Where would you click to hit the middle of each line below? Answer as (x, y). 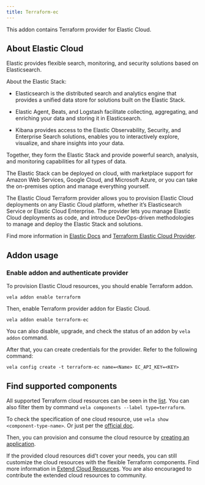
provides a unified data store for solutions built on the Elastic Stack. (100, 100)
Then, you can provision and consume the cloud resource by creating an (98, 437)
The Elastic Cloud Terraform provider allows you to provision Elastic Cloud (100, 198)
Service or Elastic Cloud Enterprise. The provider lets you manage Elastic (99, 211)
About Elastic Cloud (45, 49)
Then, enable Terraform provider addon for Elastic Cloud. (79, 309)
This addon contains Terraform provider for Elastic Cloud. (79, 29)
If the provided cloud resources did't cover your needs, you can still (92, 456)
